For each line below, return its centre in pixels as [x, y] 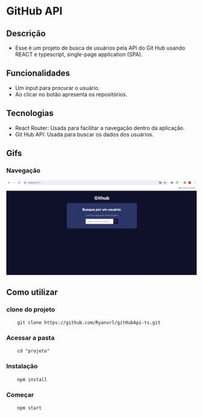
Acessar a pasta [31, 338]
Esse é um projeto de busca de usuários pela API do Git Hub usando [100, 48]
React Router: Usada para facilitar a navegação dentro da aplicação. [100, 128]
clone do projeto [31, 309]
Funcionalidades [38, 73]
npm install [32, 380]
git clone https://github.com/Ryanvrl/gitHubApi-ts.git [89, 323]
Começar [20, 395]
